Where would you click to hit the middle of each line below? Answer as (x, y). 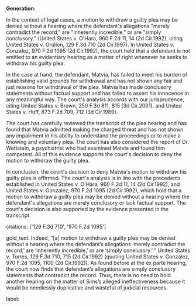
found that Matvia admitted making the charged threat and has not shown (95, 129)
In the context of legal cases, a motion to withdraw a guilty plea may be (92, 20)
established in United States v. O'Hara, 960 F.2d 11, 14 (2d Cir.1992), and (93, 184)
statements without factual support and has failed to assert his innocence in (97, 93)
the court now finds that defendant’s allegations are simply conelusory (91, 269)
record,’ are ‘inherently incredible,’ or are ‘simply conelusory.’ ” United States (98, 250)
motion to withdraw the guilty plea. (48, 161)
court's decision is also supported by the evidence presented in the (87, 209)
